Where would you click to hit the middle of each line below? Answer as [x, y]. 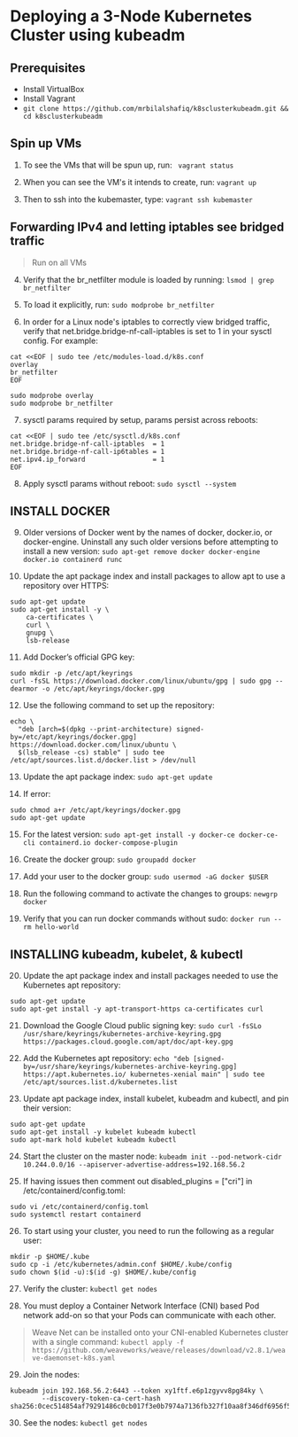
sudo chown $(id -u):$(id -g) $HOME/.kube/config [103, 1273]
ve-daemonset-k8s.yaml [73, 1358]
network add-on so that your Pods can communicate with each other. [149, 1316]
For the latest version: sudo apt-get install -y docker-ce [129, 834]
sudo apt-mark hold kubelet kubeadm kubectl [93, 1140]
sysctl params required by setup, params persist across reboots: [141, 419]
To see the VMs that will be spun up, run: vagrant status [128, 165]
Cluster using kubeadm [98, 35]
